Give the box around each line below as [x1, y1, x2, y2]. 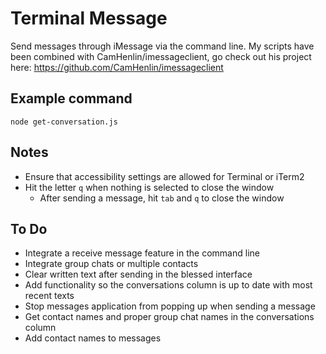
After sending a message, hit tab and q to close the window [39, 192, 285, 204]
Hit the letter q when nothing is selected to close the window [24, 181, 275, 193]
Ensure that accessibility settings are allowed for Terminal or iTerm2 [24, 170, 305, 182]
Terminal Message [10, 7, 168, 30]
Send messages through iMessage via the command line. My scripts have [10, 40, 315, 52]
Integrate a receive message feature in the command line [24, 247, 260, 259]
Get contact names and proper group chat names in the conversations [24, 311, 315, 323]
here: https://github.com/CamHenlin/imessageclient [10, 61, 224, 73]
